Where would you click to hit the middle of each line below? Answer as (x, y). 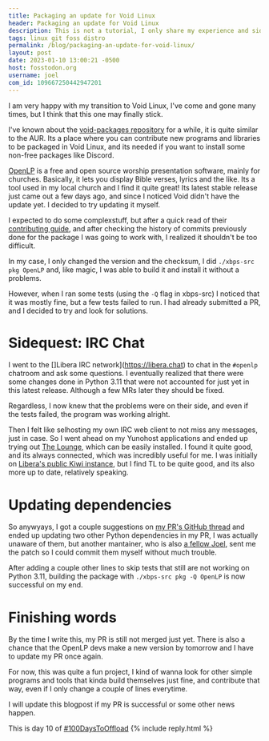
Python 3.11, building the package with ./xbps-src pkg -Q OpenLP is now (127, 576)
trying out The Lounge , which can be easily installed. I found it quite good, (131, 447)
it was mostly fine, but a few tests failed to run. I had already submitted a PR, (134, 302)
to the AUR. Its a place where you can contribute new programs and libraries (134, 138)
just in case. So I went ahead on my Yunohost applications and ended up (128, 439)
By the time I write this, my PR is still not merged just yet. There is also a (127, 639)
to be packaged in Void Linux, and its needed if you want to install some (127, 146)
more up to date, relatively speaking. (68, 472)
